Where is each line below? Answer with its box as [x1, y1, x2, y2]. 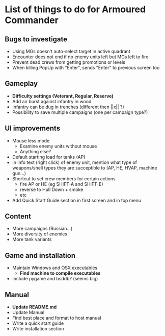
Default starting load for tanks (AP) [12, 154, 86, 160]
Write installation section [12, 326, 64, 332]
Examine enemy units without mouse [19, 143, 97, 149]
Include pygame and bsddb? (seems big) [12, 276, 98, 282]
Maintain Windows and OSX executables [12, 265, 98, 271]
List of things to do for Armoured [5, 4, 146, 15]
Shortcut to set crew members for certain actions [12, 175, 116, 182]
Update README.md [12, 304, 57, 310]
